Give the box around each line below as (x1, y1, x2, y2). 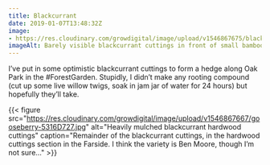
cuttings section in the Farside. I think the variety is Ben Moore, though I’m (8, 139, 255, 149)
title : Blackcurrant (8, 11, 78, 20)
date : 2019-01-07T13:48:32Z (8, 19, 103, 27)
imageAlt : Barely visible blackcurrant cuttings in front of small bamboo (8, 42, 264, 50)
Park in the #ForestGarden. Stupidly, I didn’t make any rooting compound (8, 72, 250, 82)
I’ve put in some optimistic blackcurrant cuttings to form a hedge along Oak (8, 64, 259, 73)
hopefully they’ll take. (8, 89, 80, 99)
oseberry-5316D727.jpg (8, 122, 87, 132)
